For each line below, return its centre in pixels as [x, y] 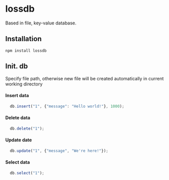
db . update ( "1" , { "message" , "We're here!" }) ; [59, 151]
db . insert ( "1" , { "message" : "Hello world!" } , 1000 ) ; [67, 106]
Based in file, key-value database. [41, 23]
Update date [19, 140]
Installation [23, 39]
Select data [18, 162]
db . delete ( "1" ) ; [27, 128]
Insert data [17, 96]
